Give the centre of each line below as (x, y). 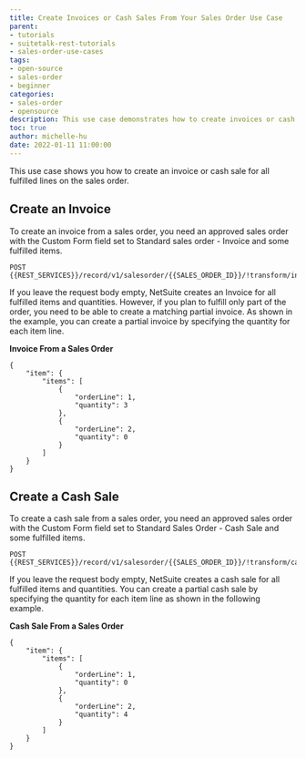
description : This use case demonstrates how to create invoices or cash (153, 119)
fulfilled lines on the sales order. (69, 180)
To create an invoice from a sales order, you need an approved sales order (149, 231)
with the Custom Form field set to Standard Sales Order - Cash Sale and (144, 528)
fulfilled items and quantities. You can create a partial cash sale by (134, 590)
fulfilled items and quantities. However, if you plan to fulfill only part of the (148, 302)
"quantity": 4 (101, 715)
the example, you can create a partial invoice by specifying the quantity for (150, 321)
